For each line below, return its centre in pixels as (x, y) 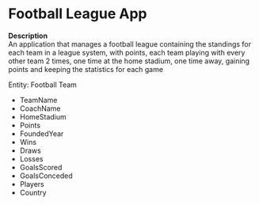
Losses (31, 158)
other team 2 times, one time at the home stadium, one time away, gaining (129, 61)
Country (33, 192)
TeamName (38, 100)
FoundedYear (42, 133)
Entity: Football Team (43, 85)
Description (28, 36)
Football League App (78, 14)
